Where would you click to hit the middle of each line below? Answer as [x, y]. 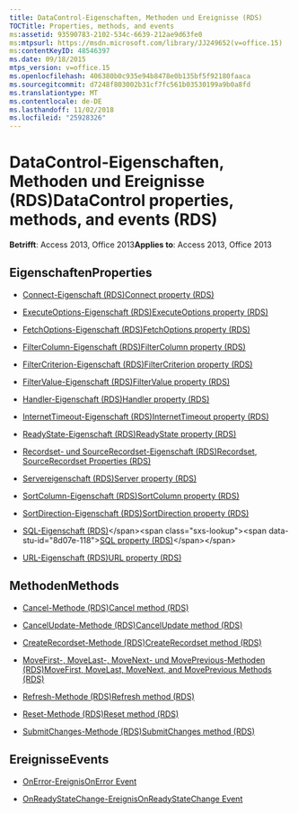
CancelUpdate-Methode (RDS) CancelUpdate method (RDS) [132, 625]
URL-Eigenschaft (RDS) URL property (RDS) [102, 558]
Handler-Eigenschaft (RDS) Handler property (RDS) [116, 399]
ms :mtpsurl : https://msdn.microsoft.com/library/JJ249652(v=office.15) [146, 43]
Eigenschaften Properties [81, 273]
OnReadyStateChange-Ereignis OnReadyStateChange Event [132, 799]
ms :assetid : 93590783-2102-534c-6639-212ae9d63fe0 [106, 34]
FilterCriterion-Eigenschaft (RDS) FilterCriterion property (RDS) [137, 364]
